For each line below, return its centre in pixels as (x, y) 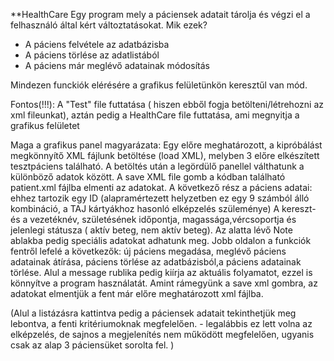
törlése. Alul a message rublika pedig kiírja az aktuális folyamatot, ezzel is (161, 272)
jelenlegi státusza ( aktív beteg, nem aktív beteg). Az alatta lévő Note (151, 230)
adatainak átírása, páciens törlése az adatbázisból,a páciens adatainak (156, 262)
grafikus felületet (45, 125)
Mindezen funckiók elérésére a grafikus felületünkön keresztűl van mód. (159, 85)
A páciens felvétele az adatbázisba (97, 44)
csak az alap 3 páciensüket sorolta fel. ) (92, 345)
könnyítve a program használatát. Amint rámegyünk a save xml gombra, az (164, 283)
